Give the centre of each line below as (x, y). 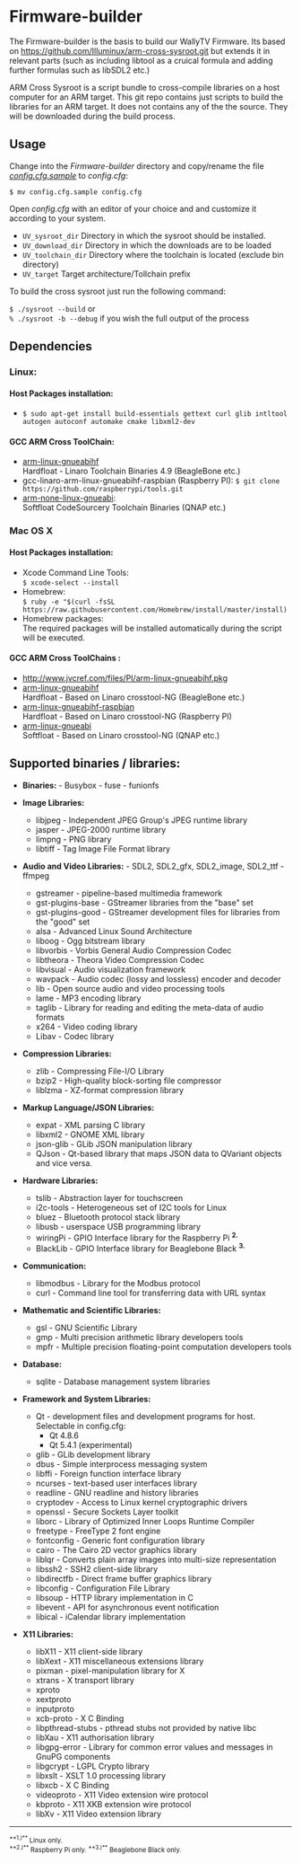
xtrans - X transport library (85, 1680)
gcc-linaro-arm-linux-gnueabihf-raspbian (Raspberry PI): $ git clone (151, 481)
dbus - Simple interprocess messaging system (121, 1464)
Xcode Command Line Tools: (76, 572)
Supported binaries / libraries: (95, 764)
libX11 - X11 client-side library (89, 1651)
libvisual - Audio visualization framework (111, 969)
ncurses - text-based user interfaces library (116, 1483)
